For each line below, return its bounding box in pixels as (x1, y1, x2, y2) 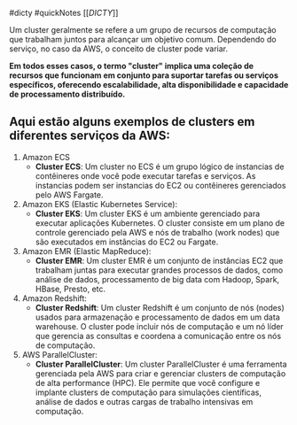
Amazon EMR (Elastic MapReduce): (21, 245, 152, 256)
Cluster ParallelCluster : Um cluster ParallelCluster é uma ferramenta (35, 359, 287, 369)
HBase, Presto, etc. (35, 283, 106, 294)
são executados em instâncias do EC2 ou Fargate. (35, 236, 219, 247)
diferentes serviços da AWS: (9, 128, 171, 143)
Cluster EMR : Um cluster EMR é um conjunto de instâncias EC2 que (35, 255, 284, 266)
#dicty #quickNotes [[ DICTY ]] (9, 8, 119, 18)
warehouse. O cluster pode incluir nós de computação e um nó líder (35, 321, 284, 331)
